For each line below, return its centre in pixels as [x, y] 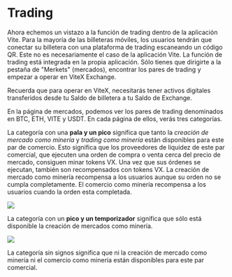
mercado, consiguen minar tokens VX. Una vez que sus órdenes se [104, 162]
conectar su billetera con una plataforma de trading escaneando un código [115, 47]
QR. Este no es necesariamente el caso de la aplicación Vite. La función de [115, 55]
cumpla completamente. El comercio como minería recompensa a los [107, 184]
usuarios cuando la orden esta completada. [70, 192]
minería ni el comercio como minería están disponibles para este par [106, 260]
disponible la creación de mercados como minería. [80, 226]
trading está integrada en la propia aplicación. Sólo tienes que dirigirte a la [114, 62]
